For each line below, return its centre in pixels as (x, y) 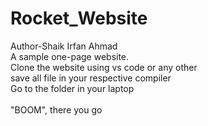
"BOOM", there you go (56, 109)
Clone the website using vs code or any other (104, 67)
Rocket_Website (79, 18)
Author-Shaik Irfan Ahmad (64, 46)
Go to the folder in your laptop (72, 88)
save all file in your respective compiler (91, 78)
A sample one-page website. (70, 56)
